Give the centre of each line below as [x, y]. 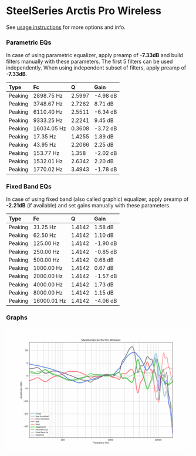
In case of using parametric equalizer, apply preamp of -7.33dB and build [95, 55]
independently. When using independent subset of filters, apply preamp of [96, 68]
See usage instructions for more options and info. [66, 27]
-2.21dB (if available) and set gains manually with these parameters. [89, 206]
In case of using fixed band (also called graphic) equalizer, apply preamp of [97, 199]
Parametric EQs [29, 42]
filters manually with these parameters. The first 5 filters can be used [89, 62]
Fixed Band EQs [29, 186]
